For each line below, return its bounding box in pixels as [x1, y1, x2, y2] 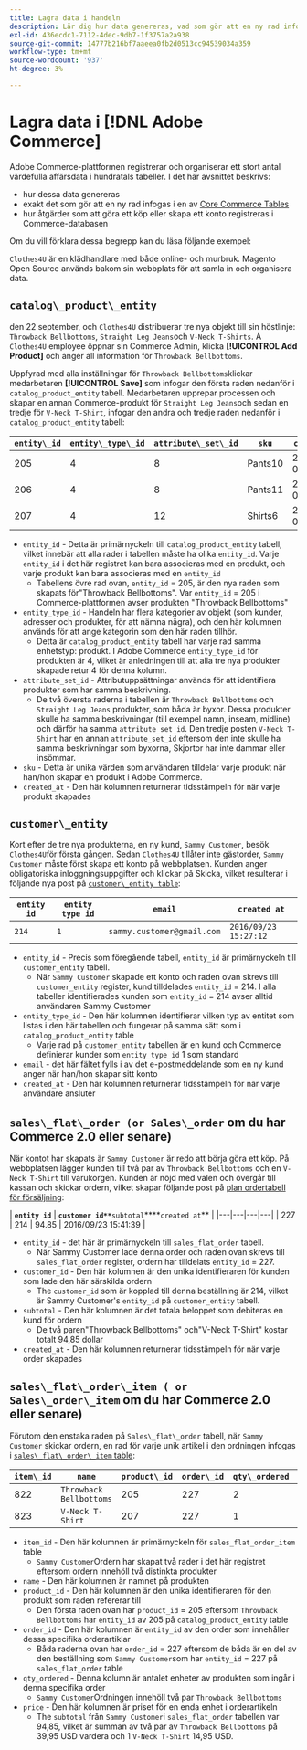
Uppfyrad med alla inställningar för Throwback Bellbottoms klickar [9, 367, 253, 379]
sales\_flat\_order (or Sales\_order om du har [9, 1114, 286, 1130]
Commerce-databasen [22, 217, 109, 228]
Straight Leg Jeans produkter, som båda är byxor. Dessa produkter [36, 703, 291, 714]
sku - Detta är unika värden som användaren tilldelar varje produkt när [22, 762, 286, 773]
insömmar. [36, 752, 76, 763]
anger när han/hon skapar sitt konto [22, 1069, 158, 1080]
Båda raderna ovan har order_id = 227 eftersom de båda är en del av [36, 1643, 297, 1654]
